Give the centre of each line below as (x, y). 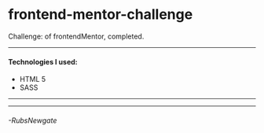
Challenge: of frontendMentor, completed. (76, 36)
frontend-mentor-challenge (101, 15)
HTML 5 (33, 79)
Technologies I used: (43, 61)
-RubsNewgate (33, 120)
